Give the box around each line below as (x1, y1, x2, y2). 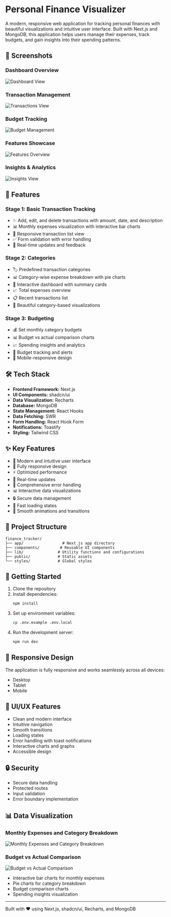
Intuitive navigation (12, 721, 53, 727)
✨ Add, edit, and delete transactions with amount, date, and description (12, 217, 163, 223)
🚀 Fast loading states (12, 502, 57, 508)
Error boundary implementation (12, 796, 79, 802)
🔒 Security (5, 764, 39, 772)
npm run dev (12, 639, 38, 644)
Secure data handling (12, 780, 58, 786)
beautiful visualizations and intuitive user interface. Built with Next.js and (5, 25, 158, 32)
